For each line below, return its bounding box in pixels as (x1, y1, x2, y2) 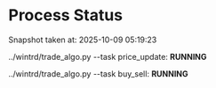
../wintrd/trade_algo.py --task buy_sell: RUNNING (8, 68, 188, 79)
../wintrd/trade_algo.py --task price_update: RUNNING (8, 51, 207, 62)
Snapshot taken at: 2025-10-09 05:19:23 (8, 34, 157, 45)
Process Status (8, 5, 124, 26)
